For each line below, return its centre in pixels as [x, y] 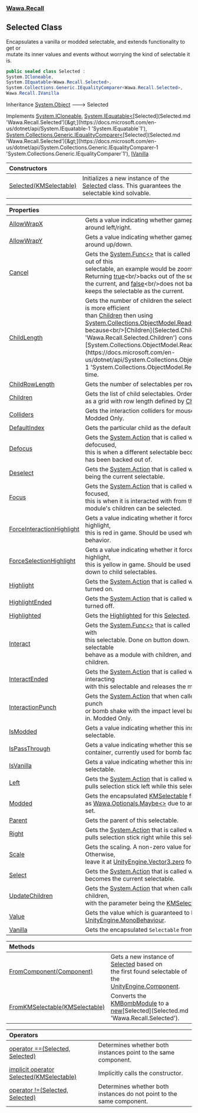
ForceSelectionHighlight [42, 561]
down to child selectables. [121, 572]
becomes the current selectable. [130, 879]
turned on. [99, 589]
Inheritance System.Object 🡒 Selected [57, 105]
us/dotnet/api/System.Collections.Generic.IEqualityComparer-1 [82, 148]
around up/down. [109, 245]
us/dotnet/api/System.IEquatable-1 [48, 129]
